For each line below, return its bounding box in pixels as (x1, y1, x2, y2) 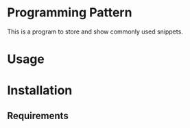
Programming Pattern (7, 5, 132, 21)
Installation (7, 83, 73, 99)
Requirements (7, 110, 69, 121)
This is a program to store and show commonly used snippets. (7, 27, 183, 36)
